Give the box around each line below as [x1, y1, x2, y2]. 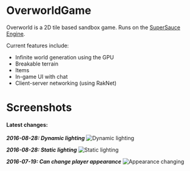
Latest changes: [6, 121, 49, 128]
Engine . [6, 30, 25, 37]
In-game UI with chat [15, 73, 68, 80]
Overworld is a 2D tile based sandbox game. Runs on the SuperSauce [6, 24, 181, 31]
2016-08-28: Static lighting [6, 146, 77, 153]
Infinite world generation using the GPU [15, 53, 114, 61]
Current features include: [6, 42, 69, 49]
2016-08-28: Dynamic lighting [6, 135, 85, 142]
